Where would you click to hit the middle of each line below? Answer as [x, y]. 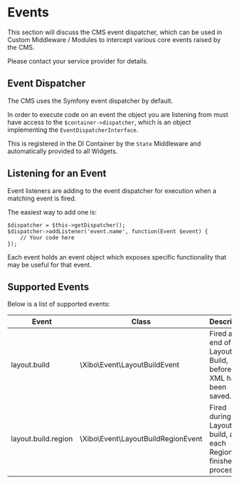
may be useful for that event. [50, 264]
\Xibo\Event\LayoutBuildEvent [129, 365]
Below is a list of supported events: [59, 304]
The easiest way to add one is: [52, 212]
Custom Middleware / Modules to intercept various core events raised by [114, 39]
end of [220, 343]
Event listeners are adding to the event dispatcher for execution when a [112, 190]
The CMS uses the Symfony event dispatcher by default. [90, 101]
